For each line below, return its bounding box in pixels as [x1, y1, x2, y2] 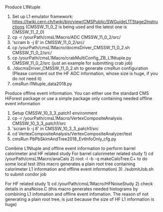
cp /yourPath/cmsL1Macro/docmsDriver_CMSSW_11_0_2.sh [12, 45, 130, 50]
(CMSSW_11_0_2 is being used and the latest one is [25, 24, 127, 30]
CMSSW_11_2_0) [12, 29, 45, 35]
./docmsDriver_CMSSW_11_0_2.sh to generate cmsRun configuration [12, 65, 148, 71]
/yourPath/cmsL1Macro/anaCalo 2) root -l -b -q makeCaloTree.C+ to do [5, 156, 148, 161]
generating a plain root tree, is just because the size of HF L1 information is [5, 196, 154, 202]
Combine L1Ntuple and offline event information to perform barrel [5, 146, 136, 151]
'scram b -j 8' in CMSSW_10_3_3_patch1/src [12, 126, 99, 131]
